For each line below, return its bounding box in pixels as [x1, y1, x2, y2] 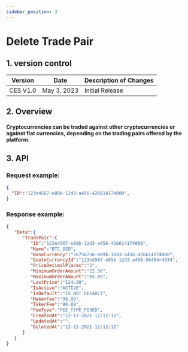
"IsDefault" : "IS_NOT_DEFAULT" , [30, 290, 109, 296]
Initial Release [84, 86, 124, 95]
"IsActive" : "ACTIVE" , [30, 285, 84, 291]
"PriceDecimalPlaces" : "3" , [30, 263, 98, 269]
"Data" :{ [14, 229, 36, 235]
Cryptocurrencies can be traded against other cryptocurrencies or [6, 123, 175, 131]
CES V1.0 [9, 86, 37, 95]
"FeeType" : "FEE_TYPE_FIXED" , [30, 307, 103, 313]
